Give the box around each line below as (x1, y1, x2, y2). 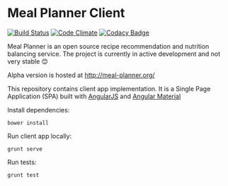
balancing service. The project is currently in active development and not (7, 50, 221, 58)
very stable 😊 (7, 57, 48, 65)
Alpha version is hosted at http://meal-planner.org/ (7, 71, 155, 79)
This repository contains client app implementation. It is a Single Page (7, 84, 211, 93)
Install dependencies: (7, 105, 70, 114)
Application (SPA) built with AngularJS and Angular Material (7, 92, 181, 100)
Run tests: (7, 158, 37, 166)
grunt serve (7, 145, 42, 153)
